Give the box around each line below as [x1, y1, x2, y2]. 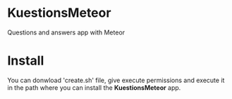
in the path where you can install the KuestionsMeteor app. [7, 83, 181, 92]
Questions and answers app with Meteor [7, 28, 126, 37]
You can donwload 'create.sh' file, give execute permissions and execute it [7, 76, 225, 84]
